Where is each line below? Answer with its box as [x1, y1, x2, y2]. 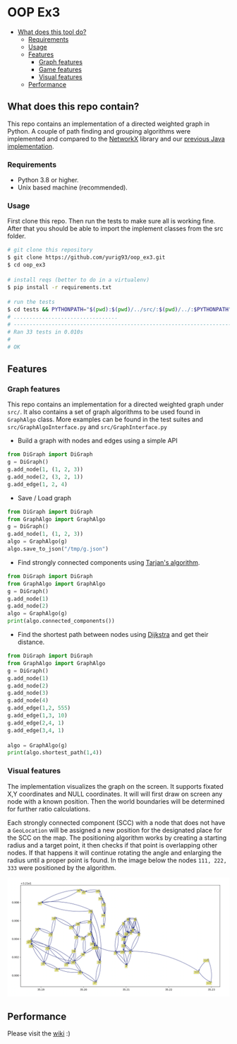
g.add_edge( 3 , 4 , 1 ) [7, 727, 65, 734]
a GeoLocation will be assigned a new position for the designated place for [7, 826, 223, 834]
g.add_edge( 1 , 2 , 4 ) [7, 481, 68, 488]
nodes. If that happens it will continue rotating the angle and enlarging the [7, 848, 222, 857]
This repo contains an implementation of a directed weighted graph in [7, 119, 210, 128]
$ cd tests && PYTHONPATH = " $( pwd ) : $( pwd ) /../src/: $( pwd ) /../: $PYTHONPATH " [7, 306, 232, 313]
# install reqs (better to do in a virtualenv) [7, 276, 150, 283]
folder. [7, 232, 26, 240]
